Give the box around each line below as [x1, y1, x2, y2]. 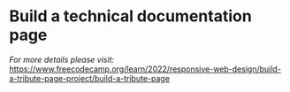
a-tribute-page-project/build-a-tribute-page [9, 73, 171, 83]
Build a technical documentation [9, 6, 252, 27]
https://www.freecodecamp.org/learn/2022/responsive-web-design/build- [9, 64, 281, 74]
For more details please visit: [9, 54, 115, 65]
